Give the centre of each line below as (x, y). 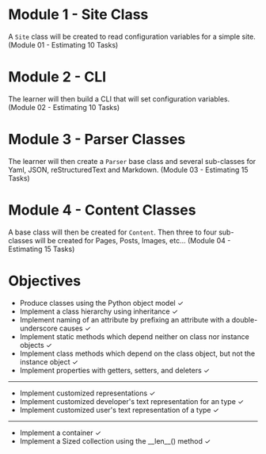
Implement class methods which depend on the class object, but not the (137, 353)
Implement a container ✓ (60, 433)
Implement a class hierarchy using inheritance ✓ (99, 311)
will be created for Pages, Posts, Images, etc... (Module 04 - (133, 240)
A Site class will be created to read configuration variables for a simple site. (132, 36)
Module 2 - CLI (57, 77)
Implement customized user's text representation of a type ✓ (119, 410)
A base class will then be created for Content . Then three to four (113, 232)
